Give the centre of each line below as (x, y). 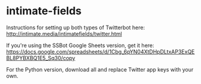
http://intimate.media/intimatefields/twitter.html (64, 33)
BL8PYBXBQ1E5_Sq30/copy (41, 58)
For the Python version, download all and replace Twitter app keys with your (100, 69)
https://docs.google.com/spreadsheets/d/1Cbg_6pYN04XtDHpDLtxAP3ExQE (100, 51)
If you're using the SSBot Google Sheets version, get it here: (80, 45)
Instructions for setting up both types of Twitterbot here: (76, 27)
